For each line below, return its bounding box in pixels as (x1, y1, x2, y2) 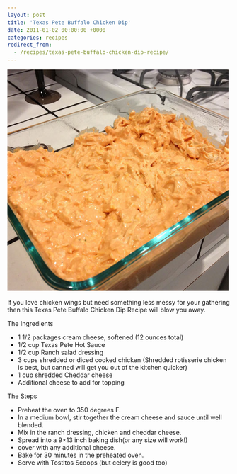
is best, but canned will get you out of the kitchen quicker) (17, 363, 187, 371)
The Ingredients (7, 320, 54, 327)
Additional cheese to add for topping (17, 378, 125, 386)
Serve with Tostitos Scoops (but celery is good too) (17, 458, 168, 467)
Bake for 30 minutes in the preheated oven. (17, 451, 144, 459)
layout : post (7, 11, 46, 18)
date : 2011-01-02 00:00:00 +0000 (7, 26, 106, 33)
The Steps (7, 392, 37, 400)
